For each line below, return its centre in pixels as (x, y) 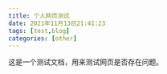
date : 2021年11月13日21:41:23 (57, 23)
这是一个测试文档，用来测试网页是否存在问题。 (86, 62)
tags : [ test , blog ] (39, 31)
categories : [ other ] (43, 38)
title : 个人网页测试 (39, 16)
